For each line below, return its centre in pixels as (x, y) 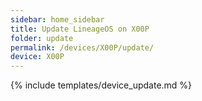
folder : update (42, 38)
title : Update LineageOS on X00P (80, 29)
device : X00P (37, 57)
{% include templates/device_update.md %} (101, 85)
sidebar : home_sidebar (57, 19)
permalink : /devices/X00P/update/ (82, 47)
